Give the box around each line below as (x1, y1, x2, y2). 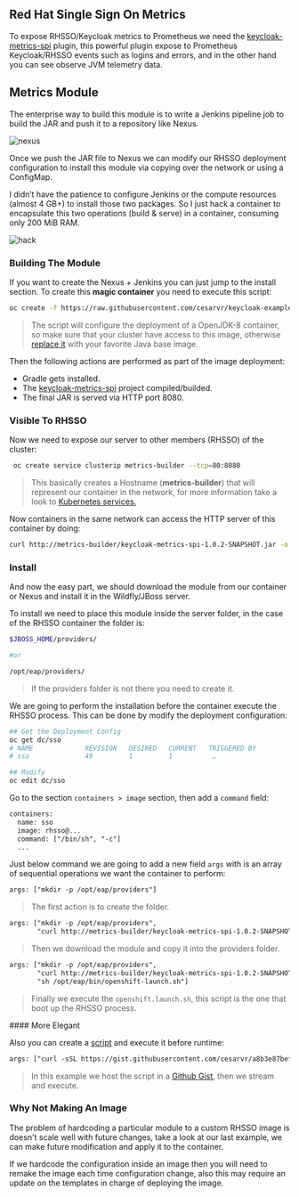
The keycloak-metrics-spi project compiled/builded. (21, 382, 214, 393)
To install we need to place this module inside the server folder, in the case (9, 608, 284, 619)
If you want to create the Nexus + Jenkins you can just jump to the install (9, 276, 277, 288)
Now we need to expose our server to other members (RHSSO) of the (9, 435, 264, 445)
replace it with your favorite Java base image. (30, 338, 198, 349)
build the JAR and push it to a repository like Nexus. (9, 118, 199, 128)
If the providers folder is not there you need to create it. (30, 683, 235, 694)
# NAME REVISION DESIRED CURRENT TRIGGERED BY (9, 744, 256, 753)
